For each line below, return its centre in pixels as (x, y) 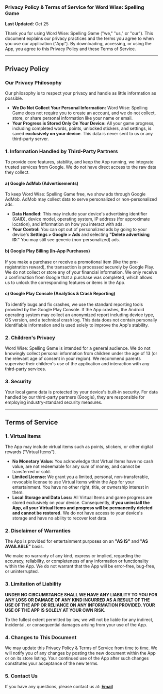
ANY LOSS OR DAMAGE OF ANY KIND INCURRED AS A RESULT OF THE (78, 600)
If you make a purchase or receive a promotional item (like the (67, 262)
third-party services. (25, 369)
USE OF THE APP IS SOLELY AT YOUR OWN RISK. (55, 610)
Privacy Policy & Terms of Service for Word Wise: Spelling (75, 7)
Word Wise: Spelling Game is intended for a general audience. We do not (78, 348)
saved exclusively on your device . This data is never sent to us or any (82, 133)
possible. (14, 98)
